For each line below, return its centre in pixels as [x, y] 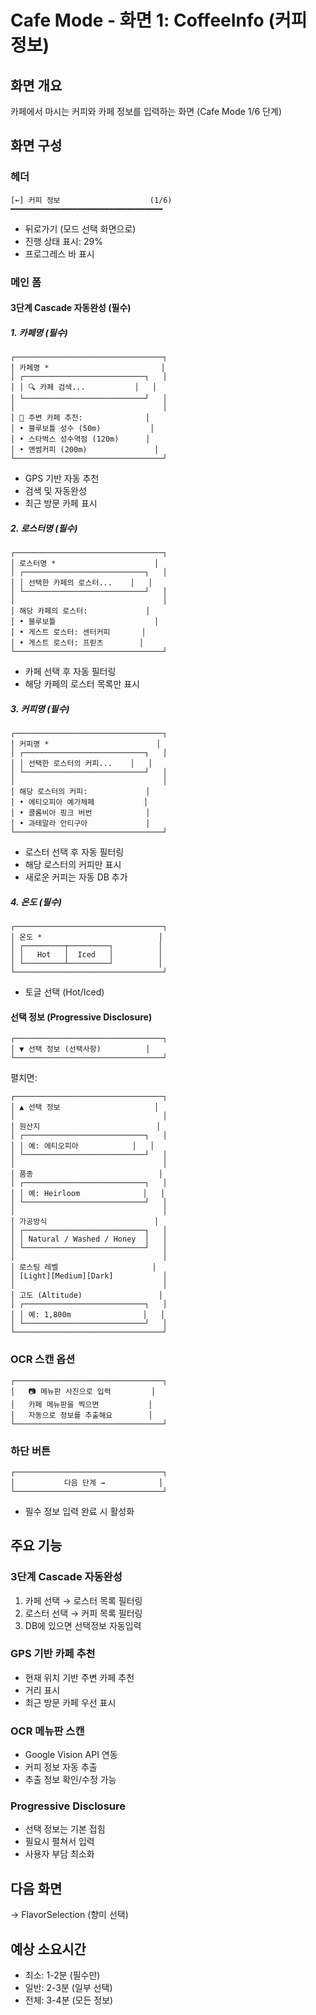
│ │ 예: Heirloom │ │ [88, 1194]
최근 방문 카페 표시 [61, 503]
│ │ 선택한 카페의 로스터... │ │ [81, 583]
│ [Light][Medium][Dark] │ [89, 1276]
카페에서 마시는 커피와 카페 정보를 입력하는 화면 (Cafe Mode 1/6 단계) [146, 111]
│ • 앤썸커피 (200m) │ [85, 450]
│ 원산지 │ [86, 1127]
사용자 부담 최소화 [59, 1854]
